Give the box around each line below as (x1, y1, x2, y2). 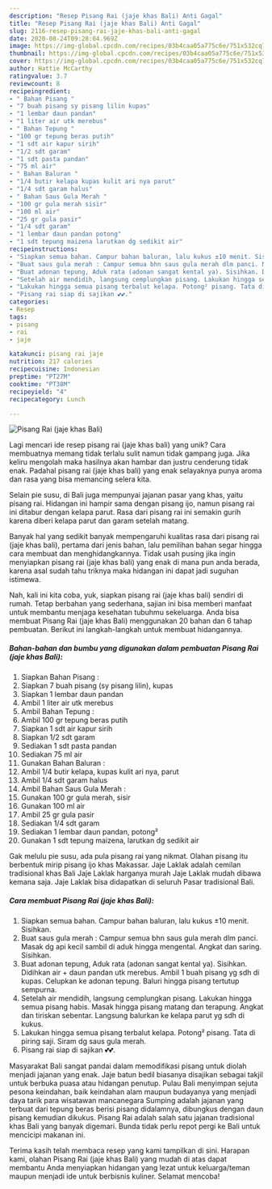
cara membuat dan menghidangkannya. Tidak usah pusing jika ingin (9, 549, 236, 558)
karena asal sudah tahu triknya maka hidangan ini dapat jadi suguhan (9, 566, 239, 575)
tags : (9, 312, 27, 321)
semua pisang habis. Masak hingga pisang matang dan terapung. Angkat (20, 1002, 264, 1012)
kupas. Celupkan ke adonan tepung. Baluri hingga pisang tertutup (20, 976, 240, 986)
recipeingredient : (9, 87, 71, 96)
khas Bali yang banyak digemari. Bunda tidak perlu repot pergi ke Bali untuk (9, 1122, 261, 1132)
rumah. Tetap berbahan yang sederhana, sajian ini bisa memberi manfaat (9, 599, 253, 609)
